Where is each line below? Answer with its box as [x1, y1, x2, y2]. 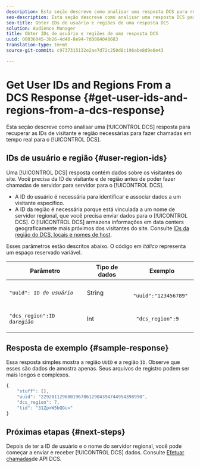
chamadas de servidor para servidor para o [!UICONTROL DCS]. [6, 181, 164, 189]
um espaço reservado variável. [6, 249, 82, 256]
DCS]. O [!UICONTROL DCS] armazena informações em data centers [14, 218, 185, 225]
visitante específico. [14, 199, 64, 206]
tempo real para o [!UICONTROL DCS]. [6, 136, 101, 143]
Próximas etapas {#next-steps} [6, 426, 126, 437]
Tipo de [96, 263, 118, 271]
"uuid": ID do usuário [9, 289, 73, 296]
